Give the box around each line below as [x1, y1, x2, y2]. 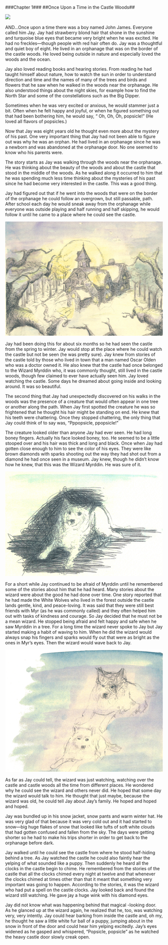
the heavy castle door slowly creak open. [5, 933, 90, 940]
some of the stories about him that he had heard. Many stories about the [5, 587, 154, 593]
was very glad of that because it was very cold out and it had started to [5, 818, 152, 825]
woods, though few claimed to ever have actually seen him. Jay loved [5, 372, 148, 378]
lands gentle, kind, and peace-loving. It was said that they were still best [5, 602, 154, 609]
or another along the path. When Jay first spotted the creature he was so [5, 403, 155, 410]
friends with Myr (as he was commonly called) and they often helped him [5, 608, 156, 614]
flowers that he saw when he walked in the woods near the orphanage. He [5, 82, 158, 88]
